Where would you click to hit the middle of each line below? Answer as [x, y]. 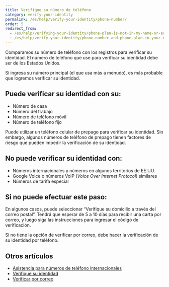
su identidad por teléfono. [32, 240]
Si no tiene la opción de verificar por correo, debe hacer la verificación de [82, 235]
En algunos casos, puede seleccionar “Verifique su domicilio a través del [80, 209]
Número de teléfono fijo [37, 122]
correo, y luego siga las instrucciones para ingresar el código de [72, 220]
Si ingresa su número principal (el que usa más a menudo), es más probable [84, 73]
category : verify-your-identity [39, 15]
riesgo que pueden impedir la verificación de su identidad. [66, 142]
